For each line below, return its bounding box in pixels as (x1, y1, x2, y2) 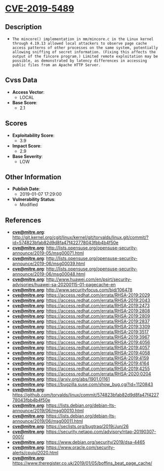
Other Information (5, 173, 62, 181)
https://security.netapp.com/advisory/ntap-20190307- (46, 428, 157, 435)
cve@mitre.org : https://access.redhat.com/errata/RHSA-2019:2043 (12, 298, 150, 303)
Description (5, 23, 42, 31)
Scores (5, 119, 28, 128)
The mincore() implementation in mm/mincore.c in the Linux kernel (12, 37, 154, 42)
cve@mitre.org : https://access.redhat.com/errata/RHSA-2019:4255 (12, 366, 150, 372)
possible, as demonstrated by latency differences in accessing (12, 58, 147, 63)
